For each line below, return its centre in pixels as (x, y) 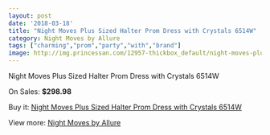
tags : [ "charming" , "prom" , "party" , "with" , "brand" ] (95, 46)
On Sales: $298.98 (40, 92)
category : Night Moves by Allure (64, 38)
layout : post (30, 16)
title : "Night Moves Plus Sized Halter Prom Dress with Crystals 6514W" (133, 31)
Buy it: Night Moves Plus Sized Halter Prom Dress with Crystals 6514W (125, 107)
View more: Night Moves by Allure (65, 123)
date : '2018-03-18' (41, 23)
